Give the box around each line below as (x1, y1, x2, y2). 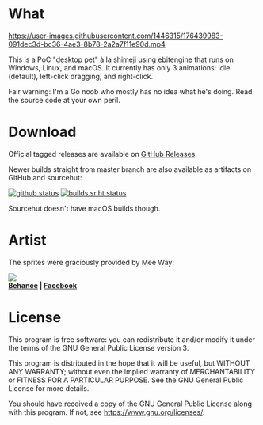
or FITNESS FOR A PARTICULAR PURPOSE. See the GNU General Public (8, 375, 244, 385)
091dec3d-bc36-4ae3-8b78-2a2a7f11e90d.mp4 (8, 39, 166, 48)
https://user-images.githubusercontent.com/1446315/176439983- (8, 31, 223, 40)
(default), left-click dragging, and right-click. (8, 71, 154, 81)
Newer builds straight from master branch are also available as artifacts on (8, 164, 252, 174)
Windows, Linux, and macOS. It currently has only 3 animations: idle (8, 63, 231, 72)
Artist (8, 231, 47, 249)
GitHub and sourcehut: (8, 173, 82, 182)
